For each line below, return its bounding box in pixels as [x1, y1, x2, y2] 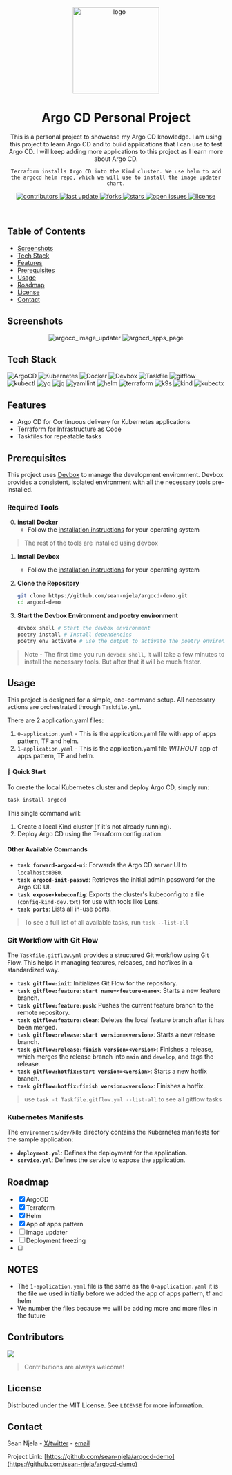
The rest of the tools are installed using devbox [23, 539, 159, 548]
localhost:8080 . [17, 868, 64, 876]
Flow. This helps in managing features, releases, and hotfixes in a [7, 958, 193, 967]
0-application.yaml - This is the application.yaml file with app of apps [17, 730, 217, 738]
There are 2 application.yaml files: [7, 716, 104, 724]
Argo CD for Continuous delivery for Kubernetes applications [17, 418, 191, 426]
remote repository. [17, 1008, 70, 1017]
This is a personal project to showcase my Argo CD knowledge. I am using [10, 133, 222, 141]
